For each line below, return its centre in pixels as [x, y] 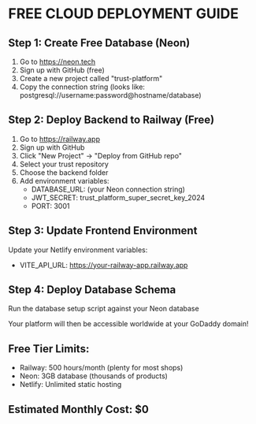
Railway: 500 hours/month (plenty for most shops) [101, 368]
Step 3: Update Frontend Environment [103, 231]
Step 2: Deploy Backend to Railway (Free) [111, 120]
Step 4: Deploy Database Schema [92, 290]
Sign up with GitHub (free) [62, 70]
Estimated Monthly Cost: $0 [79, 409]
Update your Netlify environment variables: [78, 250]
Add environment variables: [64, 180]
